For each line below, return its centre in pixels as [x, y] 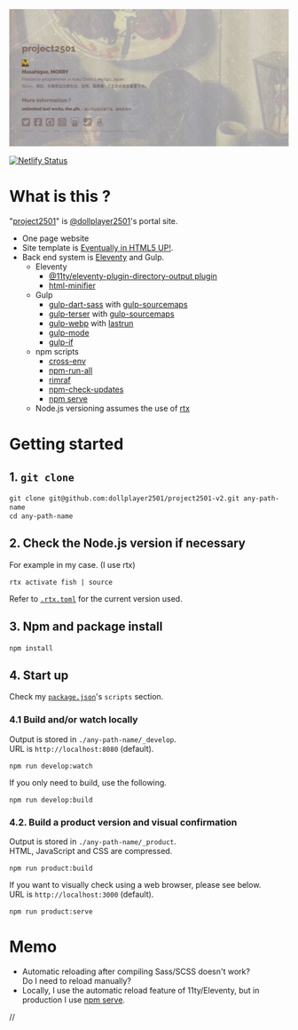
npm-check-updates [86, 389]
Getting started [67, 444]
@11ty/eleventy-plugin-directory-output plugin [133, 276]
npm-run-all [71, 371]
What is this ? [60, 197]
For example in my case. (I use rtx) [72, 564]
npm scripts [57, 352]
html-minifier [72, 286]
